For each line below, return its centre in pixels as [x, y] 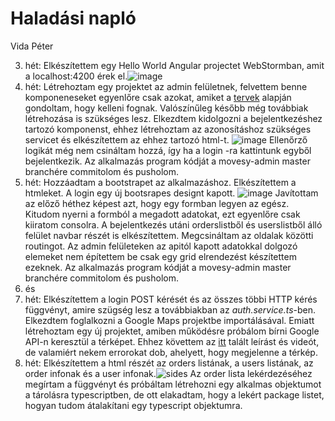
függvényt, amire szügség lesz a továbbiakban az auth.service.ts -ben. [170, 309]
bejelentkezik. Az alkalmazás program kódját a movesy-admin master [167, 161]
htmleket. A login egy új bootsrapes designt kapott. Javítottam [171, 193]
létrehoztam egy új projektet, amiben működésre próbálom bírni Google [172, 331]
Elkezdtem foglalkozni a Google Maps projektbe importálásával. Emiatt [169, 320]
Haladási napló [73, 18]
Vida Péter [32, 46]
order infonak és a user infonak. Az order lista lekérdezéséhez [168, 373]
